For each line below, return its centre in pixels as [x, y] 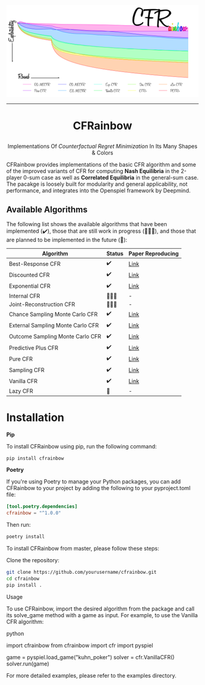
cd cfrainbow [23, 579]
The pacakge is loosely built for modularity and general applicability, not [97, 184]
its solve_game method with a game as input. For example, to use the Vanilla [102, 615]
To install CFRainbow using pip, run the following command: [82, 446]
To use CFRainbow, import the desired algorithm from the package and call [101, 609]
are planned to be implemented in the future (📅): [67, 240]
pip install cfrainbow [35, 458]
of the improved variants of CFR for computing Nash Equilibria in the [93, 171]
